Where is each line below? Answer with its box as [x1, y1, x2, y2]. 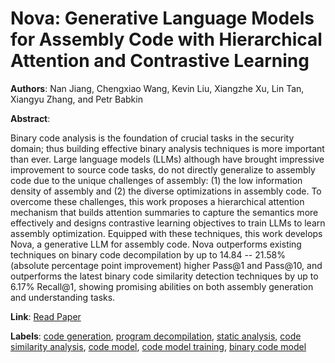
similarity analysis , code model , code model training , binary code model [10, 340, 307, 352]
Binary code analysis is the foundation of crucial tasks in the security [10, 132, 295, 144]
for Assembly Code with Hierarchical [10, 28, 323, 51]
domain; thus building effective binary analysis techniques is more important [10, 142, 325, 154]
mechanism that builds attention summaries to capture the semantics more [10, 206, 319, 218]
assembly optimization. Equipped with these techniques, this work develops [10, 227, 323, 239]
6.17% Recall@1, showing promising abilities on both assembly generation [10, 280, 314, 292]
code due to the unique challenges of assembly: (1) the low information [10, 174, 303, 186]
